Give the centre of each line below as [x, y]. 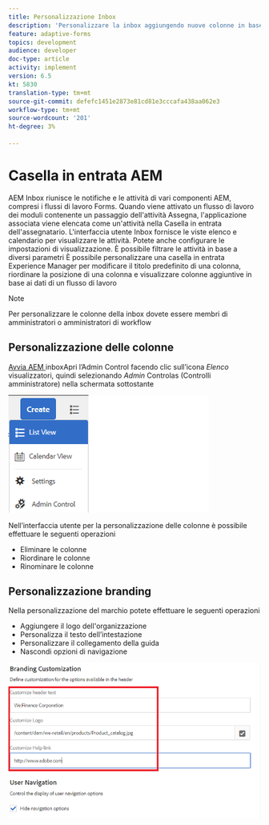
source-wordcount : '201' [50, 118]
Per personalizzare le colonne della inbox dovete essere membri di [118, 314]
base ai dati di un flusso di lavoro [63, 282]
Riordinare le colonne [55, 558]
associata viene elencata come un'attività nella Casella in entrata [115, 223]
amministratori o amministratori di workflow [80, 322]
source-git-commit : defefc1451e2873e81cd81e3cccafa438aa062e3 [114, 101]
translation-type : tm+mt [50, 93]
